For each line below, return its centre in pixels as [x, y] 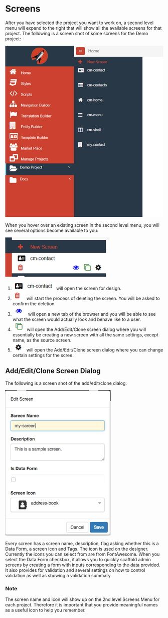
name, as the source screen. [42, 340]
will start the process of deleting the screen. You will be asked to [93, 298]
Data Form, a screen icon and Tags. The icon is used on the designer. [77, 549]
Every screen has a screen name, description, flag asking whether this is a [82, 543]
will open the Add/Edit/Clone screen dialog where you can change [95, 349]
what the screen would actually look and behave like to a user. [77, 319]
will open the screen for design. [89, 288]
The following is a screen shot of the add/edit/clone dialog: [66, 383]
